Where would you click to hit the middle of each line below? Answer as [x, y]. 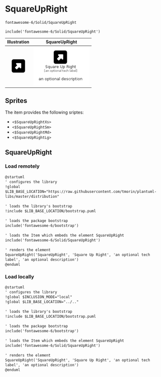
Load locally [20, 276]
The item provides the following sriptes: [44, 112]
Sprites [16, 101]
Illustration [18, 42]
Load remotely [22, 166]
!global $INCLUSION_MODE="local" [39, 297]
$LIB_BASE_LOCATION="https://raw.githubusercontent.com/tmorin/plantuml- [81, 191]
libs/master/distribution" [32, 196]
